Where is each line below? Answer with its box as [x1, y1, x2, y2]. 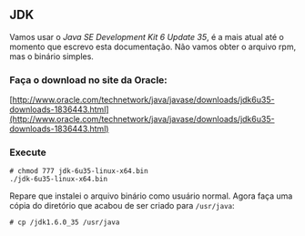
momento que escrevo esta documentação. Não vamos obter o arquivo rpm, [9, 41, 297, 52]
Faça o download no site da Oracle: [9, 73, 168, 86]
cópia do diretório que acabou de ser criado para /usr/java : [9, 200, 235, 211]
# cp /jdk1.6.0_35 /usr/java [9, 218, 120, 227]
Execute [9, 146, 47, 159]
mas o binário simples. [9, 50, 94, 62]
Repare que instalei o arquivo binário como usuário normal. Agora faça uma [9, 190, 293, 201]
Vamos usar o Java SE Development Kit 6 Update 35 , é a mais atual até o [9, 31, 284, 42]
